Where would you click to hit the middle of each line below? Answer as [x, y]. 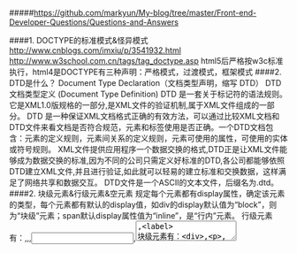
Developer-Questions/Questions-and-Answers [94, 22]
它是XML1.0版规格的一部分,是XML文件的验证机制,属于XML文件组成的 [134, 105]
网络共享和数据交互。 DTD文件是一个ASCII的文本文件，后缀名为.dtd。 [151, 182]
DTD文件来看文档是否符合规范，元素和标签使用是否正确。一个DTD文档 [137, 127]
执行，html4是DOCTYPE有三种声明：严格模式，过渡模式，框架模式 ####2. [145, 72]
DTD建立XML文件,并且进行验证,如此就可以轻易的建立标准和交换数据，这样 [144, 171]
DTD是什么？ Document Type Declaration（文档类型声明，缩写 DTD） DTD [145, 83]
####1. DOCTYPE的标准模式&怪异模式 [79, 40]
